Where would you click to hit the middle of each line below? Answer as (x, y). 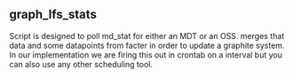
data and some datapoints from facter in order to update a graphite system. (147, 45)
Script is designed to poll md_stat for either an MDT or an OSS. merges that (147, 35)
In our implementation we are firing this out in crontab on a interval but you (146, 55)
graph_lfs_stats (53, 15)
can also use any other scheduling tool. (81, 64)
